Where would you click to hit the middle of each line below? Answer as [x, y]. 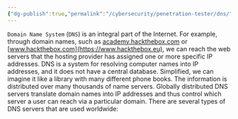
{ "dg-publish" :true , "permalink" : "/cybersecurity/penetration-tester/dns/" [120, 14]
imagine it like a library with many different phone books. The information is [117, 79]
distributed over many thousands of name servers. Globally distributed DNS [118, 86]
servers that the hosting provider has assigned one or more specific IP [110, 56]
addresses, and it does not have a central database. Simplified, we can [110, 71]
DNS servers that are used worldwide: [63, 108]
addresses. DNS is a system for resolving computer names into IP [103, 63]
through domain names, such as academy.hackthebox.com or [97, 41]
